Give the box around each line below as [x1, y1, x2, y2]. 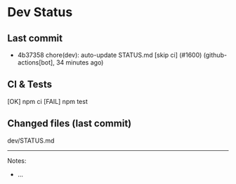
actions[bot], [17, 58, 55, 67]
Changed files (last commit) [7, 117, 132, 130]
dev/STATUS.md [7, 136, 55, 145]
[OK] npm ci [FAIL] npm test [7, 97, 88, 105]
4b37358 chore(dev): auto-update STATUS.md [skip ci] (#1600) [17, 51, 202, 59]
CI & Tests [7, 79, 53, 91]
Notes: [7, 156, 27, 165]
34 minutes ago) [55, 58, 104, 67]
